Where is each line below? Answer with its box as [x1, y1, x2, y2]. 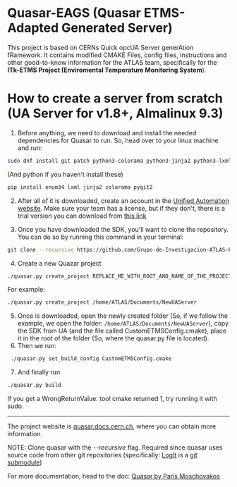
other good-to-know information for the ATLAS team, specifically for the [7, 58, 217, 66]
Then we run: [17, 342, 56, 350]
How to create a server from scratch [7, 90, 224, 106]
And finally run [17, 368, 61, 376]
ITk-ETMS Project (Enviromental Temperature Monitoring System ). [7, 66, 207, 74]
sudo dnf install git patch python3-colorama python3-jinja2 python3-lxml [7, 157, 232, 164]
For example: [7, 285, 46, 294]
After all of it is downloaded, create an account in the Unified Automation [17, 196, 229, 205]
